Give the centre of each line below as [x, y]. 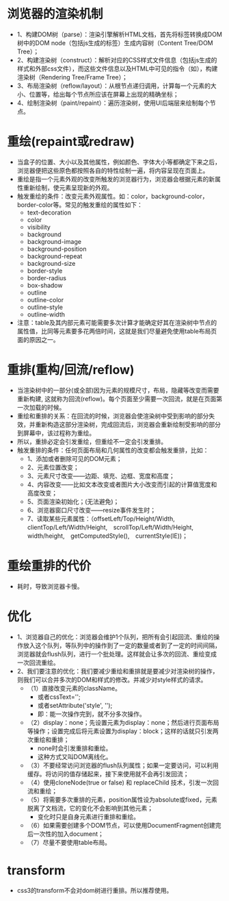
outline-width [46, 314]
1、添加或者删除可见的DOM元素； [75, 458]
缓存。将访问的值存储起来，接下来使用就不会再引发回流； [108, 774]
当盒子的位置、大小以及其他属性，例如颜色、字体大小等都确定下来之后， [119, 162]
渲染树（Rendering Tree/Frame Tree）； [72, 77]
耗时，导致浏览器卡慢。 [50, 586]
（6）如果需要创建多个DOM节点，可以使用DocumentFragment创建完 [124, 825]
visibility [39, 227]
